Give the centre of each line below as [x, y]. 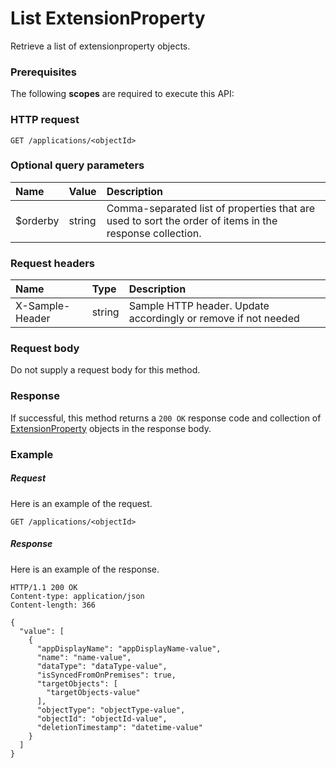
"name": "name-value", [84, 657]
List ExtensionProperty [108, 18]
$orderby [37, 220]
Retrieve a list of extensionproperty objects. [100, 46]
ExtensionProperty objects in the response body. [111, 428]
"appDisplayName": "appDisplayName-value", [129, 648]
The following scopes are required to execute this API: [122, 94]
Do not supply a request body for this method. [105, 370]
